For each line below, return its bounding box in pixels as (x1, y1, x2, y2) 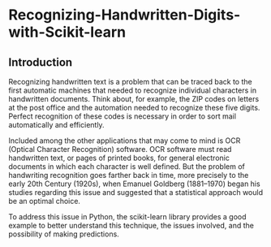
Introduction (8, 55, 73, 69)
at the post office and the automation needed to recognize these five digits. (8, 103, 260, 112)
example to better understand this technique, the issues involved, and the (8, 221, 254, 230)
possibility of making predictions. (8, 229, 119, 239)
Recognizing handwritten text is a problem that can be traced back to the (8, 77, 253, 86)
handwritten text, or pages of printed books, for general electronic (8, 153, 230, 162)
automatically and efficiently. (8, 120, 105, 129)
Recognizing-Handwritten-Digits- (8, 6, 241, 24)
